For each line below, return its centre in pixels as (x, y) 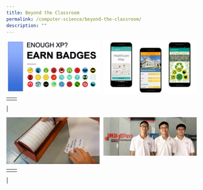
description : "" (27, 25)
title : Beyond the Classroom (43, 13)
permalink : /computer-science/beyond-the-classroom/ (74, 19)
